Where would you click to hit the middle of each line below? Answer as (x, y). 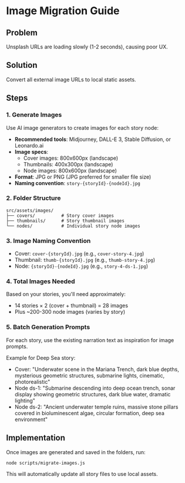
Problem (22, 33)
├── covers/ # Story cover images (60, 216)
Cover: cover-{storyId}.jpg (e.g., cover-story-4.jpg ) (79, 254)
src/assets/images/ (30, 211)
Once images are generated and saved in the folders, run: (76, 452)
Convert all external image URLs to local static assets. (71, 79)
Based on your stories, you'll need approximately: (66, 294)
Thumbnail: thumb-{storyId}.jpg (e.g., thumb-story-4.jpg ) (85, 260)
